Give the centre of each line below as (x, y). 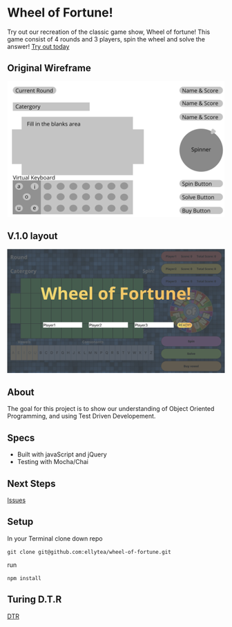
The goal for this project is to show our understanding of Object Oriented (111, 409)
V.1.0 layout (32, 236)
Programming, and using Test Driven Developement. (81, 416)
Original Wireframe (49, 68)
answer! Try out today (38, 46)
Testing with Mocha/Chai (52, 462)
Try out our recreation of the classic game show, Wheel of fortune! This (109, 32)
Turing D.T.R (35, 600)
